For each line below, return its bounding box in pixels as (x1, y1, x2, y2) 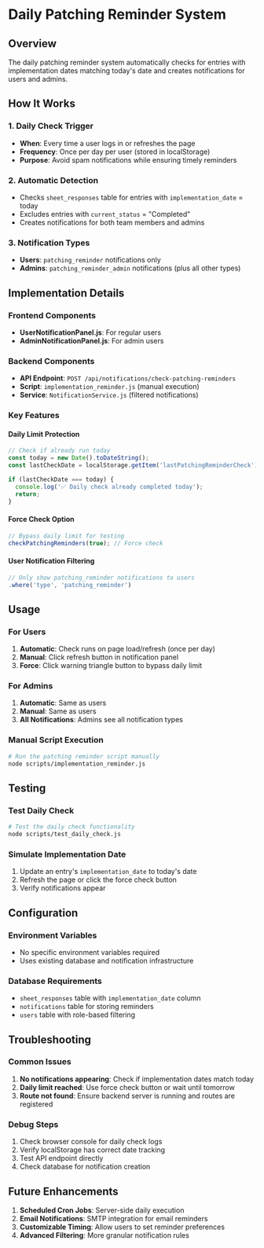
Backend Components (8, 355, 95, 366)
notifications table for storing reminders (19, 1002, 155, 1011)
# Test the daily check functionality (8, 823, 135, 831)
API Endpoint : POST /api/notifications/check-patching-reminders (19, 373, 236, 383)
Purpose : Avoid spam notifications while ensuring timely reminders (19, 155, 237, 164)
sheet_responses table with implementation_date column (19, 993, 201, 1003)
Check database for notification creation (19, 1162, 151, 1172)
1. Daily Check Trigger (8, 120, 94, 131)
